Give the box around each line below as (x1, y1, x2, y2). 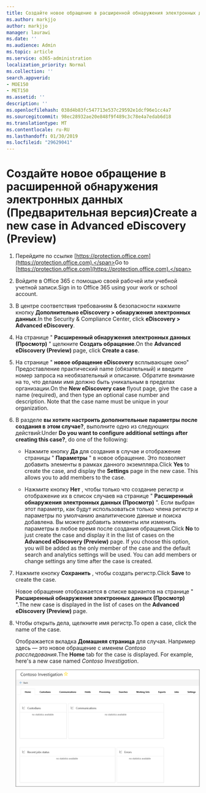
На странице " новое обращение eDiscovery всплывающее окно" (15, 359, 189, 366)
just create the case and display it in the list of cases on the (24, 531, 175, 539)
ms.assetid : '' (6, 94, 45, 101)
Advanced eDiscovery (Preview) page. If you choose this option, (24, 538, 190, 545)
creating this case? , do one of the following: (15, 436, 129, 443)
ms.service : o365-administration (6, 55, 92, 61)
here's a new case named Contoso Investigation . (15, 657, 139, 665)
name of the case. (15, 626, 61, 633)
